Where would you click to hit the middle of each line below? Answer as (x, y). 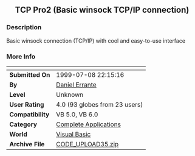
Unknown (70, 94)
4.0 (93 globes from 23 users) (100, 104)
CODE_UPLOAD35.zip (87, 144)
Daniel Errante (77, 85)
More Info (21, 56)
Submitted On (30, 74)
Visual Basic (74, 134)
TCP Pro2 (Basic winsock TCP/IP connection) (102, 10)
